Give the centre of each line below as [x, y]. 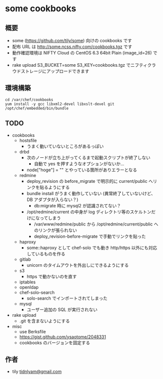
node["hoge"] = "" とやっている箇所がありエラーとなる [82, 170]
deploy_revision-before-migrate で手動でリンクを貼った [90, 236]
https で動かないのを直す [52, 276]
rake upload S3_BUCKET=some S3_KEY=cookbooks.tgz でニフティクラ [84, 65]
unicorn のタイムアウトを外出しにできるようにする [78, 265]
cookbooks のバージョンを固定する [55, 342]
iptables [27, 282]
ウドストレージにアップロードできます [51, 71]
